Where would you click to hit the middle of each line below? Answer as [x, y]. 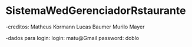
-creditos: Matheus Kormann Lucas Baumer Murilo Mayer [75, 27]
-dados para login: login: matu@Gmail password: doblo [72, 38]
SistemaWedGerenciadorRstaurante [96, 11]
